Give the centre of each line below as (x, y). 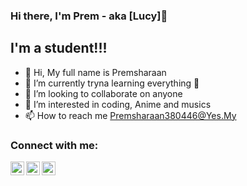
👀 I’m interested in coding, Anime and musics (118, 104)
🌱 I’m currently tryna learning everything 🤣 (112, 83)
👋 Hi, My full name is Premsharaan (95, 72)
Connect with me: (54, 145)
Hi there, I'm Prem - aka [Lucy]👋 (89, 16)
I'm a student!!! (59, 48)
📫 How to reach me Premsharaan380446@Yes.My (130, 115)
